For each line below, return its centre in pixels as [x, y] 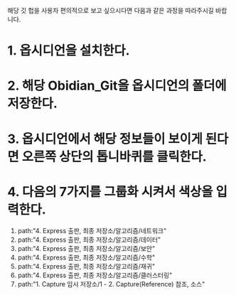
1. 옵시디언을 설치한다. [69, 51]
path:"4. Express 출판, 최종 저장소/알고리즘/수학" [86, 257]
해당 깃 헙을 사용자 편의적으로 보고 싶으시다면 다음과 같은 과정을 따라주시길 [111, 10]
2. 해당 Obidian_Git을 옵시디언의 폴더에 [117, 86]
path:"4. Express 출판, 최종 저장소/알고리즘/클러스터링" [95, 275]
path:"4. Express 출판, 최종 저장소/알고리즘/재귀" [86, 266]
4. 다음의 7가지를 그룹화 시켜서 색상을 [110, 192]
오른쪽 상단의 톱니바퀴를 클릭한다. [114, 157]
